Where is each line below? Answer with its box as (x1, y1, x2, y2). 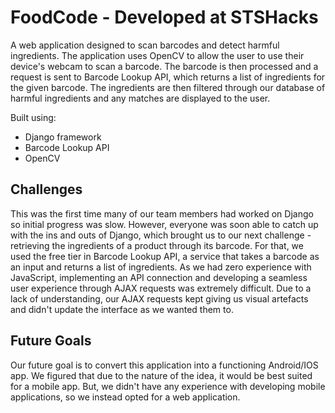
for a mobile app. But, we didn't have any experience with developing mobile (10, 380, 326, 392)
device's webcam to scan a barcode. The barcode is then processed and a (10, 60, 319, 72)
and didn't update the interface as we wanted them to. (10, 303, 234, 315)
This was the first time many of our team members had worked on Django (10, 207, 314, 220)
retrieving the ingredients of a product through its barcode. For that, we (10, 239, 304, 251)
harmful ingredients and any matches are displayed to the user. (10, 92, 271, 104)
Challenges (10, 181, 83, 198)
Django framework (24, 131, 102, 143)
